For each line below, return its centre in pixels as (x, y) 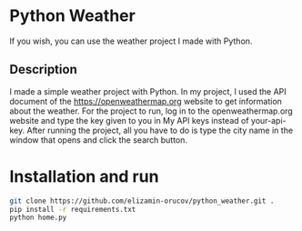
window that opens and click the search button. (99, 140)
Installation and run (84, 176)
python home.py (38, 218)
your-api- (268, 120)
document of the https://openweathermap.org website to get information (146, 101)
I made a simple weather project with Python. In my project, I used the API (148, 91)
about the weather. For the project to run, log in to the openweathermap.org (151, 111)
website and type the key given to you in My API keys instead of (129, 120)
